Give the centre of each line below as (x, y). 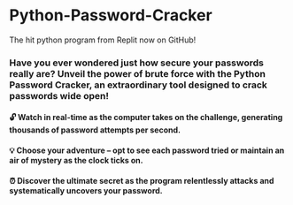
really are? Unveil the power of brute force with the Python (137, 73)
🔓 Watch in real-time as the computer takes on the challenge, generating (146, 118)
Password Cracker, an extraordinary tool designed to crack (139, 85)
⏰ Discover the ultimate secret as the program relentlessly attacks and (142, 180)
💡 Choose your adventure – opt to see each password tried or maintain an (147, 150)
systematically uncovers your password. (86, 190)
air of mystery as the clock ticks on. (76, 161)
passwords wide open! (59, 95)
